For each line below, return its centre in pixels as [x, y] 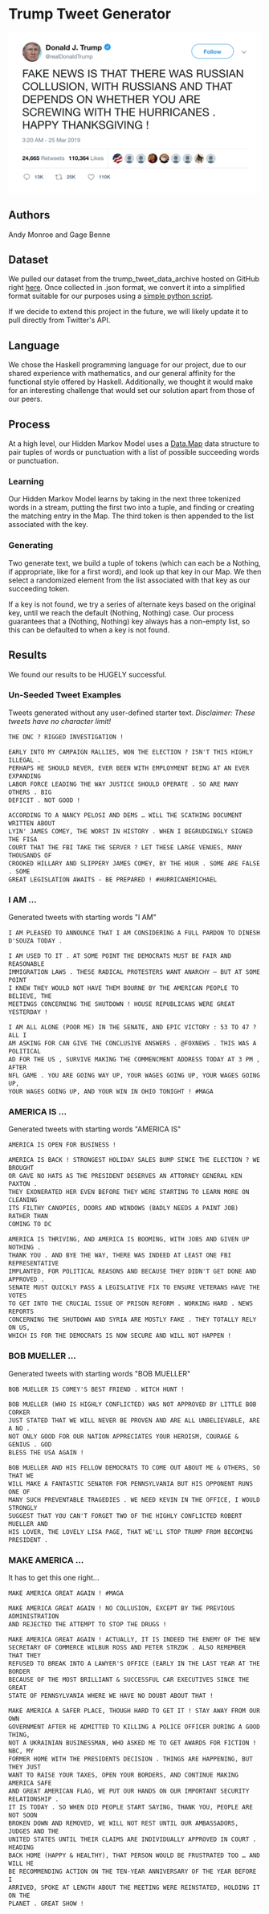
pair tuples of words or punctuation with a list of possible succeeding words [134, 452]
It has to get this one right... [54, 1577]
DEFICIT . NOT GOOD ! [45, 800]
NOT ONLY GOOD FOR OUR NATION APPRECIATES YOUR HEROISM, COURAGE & [124, 1436]
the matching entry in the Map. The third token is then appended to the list [131, 516]
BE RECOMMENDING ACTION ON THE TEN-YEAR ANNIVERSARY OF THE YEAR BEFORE [132, 1871]
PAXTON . [23, 1184]
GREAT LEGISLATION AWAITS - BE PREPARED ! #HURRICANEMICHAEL [113, 879]
